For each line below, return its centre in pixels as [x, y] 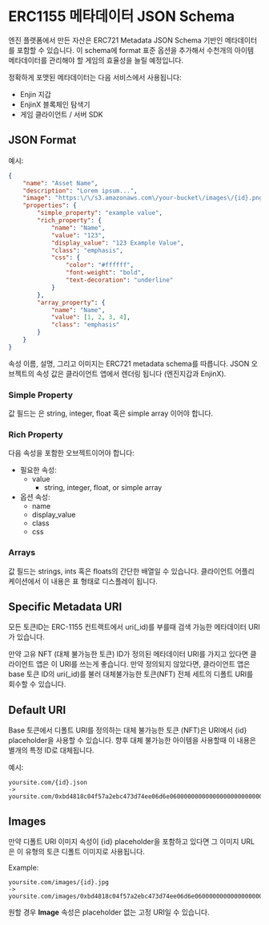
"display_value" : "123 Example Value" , [117, 243]
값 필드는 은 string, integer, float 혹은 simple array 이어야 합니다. [111, 413]
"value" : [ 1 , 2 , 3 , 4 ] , [90, 318]
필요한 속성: [38, 470]
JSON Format [42, 140]
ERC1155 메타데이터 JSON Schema [122, 16]
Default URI [37, 710]
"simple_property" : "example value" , [100, 213]
